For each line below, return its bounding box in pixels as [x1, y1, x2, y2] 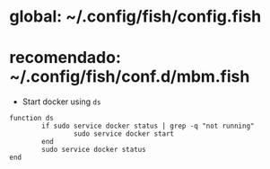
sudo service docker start [73, 129, 175, 138]
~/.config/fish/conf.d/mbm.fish [9, 67, 250, 87]
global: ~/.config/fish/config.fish [9, 6, 262, 27]
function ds [9, 114, 54, 123]
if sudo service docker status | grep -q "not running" [41, 121, 255, 131]
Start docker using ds [22, 96, 101, 107]
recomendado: [9, 48, 121, 68]
